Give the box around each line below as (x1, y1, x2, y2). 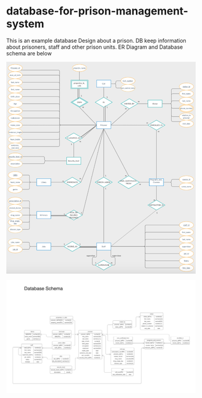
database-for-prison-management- (6, 4, 188, 18)
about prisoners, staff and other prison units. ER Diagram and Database (6, 43, 183, 51)
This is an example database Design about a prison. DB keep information (6, 37, 186, 44)
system (6, 17, 44, 31)
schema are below (6, 49, 52, 57)
